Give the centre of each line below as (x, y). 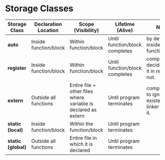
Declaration (48, 24)
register (17, 68)
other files (81, 91)
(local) (15, 130)
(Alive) (125, 30)
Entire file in (83, 138)
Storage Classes (39, 9)
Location (48, 30)
